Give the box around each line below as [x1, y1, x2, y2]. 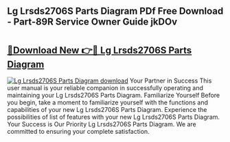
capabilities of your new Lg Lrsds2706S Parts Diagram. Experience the [7, 106, 207, 113]
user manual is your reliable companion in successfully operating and [7, 84, 204, 91]
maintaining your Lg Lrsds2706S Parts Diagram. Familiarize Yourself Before [7, 91, 220, 99]
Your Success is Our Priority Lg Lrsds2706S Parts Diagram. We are [7, 120, 197, 128]
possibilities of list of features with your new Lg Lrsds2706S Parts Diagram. [7, 113, 220, 121]
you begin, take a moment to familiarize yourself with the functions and [7, 98, 208, 106]
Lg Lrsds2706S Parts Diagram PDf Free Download [7, 5, 224, 17]
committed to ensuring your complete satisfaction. [7, 128, 150, 135]
